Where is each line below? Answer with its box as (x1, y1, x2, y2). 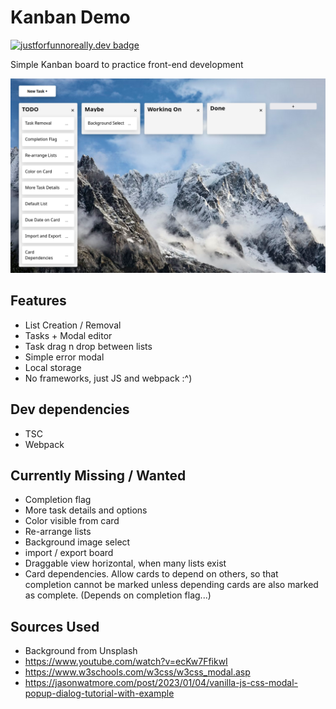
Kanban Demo (10, 6, 131, 29)
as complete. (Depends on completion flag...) (24, 589, 212, 601)
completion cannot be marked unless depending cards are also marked (24, 579, 319, 591)
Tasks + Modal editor (24, 329, 113, 341)
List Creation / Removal (24, 319, 122, 331)
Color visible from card (24, 515, 120, 527)
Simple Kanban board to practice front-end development (10, 58, 244, 70)
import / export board (24, 547, 114, 559)
